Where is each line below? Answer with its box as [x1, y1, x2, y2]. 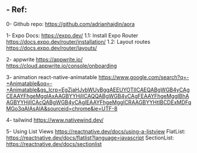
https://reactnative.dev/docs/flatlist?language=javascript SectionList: [6, 134, 175, 141]
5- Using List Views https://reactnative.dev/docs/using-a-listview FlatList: [6, 128, 186, 135]
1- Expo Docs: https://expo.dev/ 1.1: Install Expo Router [6, 32, 138, 39]
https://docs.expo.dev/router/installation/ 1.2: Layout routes [6, 38, 151, 45]
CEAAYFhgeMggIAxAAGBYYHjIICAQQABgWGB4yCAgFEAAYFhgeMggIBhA [6, 92, 189, 99]
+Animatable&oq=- [6, 80, 53, 87]
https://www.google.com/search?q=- [98, 73, 189, 80]
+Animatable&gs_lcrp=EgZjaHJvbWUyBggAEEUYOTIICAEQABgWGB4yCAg [6, 86, 190, 93]
